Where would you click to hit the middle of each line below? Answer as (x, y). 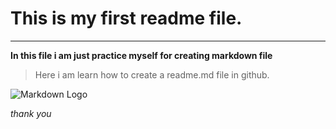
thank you (31, 113)
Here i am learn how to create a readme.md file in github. (152, 74)
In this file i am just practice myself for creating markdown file (141, 55)
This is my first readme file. (126, 18)
